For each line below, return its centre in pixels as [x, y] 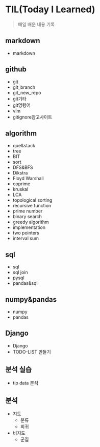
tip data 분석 [25, 383]
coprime [21, 184]
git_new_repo [27, 92]
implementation [29, 227]
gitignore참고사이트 [32, 117]
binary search [27, 217]
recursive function [32, 206]
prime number [28, 211]
